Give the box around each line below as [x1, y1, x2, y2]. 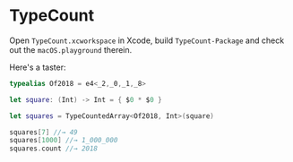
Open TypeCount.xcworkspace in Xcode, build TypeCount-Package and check [9, 35, 285, 46]
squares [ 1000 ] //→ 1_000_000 [9, 136, 118, 145]
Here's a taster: [9, 62, 66, 72]
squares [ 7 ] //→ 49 [9, 127, 78, 137]
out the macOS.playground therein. [9, 44, 133, 55]
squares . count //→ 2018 [9, 144, 99, 153]
